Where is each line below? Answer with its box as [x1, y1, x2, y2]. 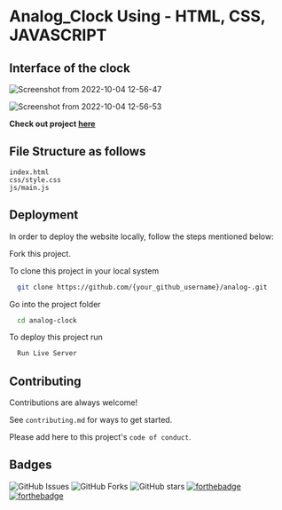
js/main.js [9, 183, 50, 192]
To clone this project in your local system [9, 265, 160, 276]
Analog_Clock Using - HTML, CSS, [9, 6, 266, 27]
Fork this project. [9, 248, 71, 259]
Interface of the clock [9, 60, 130, 76]
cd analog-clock [17, 315, 77, 325]
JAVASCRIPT [9, 25, 107, 45]
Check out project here [9, 118, 96, 129]
